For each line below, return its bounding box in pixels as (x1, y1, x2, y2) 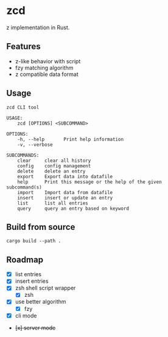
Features (6, 41, 41, 52)
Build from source (6, 221, 75, 232)
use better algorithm (15, 298, 66, 305)
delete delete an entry (17, 168, 86, 174)
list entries (15, 271, 41, 278)
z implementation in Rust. (6, 24, 70, 31)
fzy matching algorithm (15, 64, 74, 71)
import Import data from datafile (17, 189, 113, 195)
